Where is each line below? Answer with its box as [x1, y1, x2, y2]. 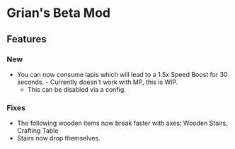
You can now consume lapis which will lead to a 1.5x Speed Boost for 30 [16, 70, 228, 78]
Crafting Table [16, 126, 59, 135]
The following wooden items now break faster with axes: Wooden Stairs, [16, 119, 228, 128]
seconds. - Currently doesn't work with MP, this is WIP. [16, 78, 178, 86]
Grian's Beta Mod [6, 5, 111, 21]
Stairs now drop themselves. [16, 134, 101, 143]
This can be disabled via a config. [27, 85, 127, 93]
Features [6, 33, 47, 45]
